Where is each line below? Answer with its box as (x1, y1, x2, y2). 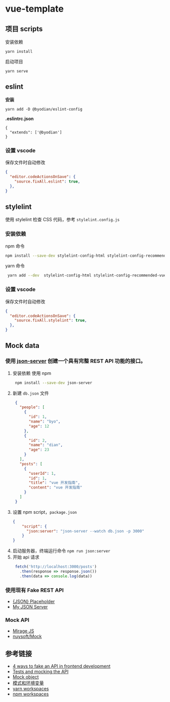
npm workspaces (12, 691, 49, 697)
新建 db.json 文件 (12, 390, 49, 396)
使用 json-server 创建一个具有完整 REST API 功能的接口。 (5, 358, 146, 365)
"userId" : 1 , (28, 471, 56, 476)
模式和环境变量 (12, 680, 44, 686)
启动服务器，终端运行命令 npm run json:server (12, 548, 110, 554)
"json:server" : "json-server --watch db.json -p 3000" (26, 529, 145, 534)
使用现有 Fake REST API (5, 586, 64, 593)
